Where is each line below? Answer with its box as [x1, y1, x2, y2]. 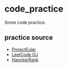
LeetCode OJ [11, 51, 38, 57]
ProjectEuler [11, 46, 36, 52]
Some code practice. [4, 19, 46, 25]
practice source [4, 33, 53, 42]
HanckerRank [11, 57, 39, 63]
